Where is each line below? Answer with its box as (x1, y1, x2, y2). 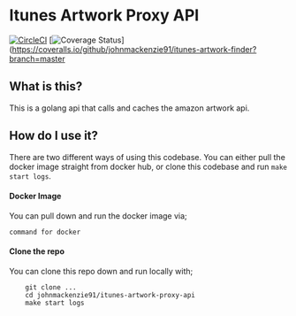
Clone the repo (9, 246, 65, 257)
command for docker (9, 227, 81, 236)
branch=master (9, 53, 65, 64)
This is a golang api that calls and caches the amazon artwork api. (9, 103, 250, 113)
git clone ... (25, 282, 77, 292)
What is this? (9, 79, 83, 94)
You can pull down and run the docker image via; (9, 210, 187, 221)
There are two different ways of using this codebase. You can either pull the (9, 151, 285, 162)
